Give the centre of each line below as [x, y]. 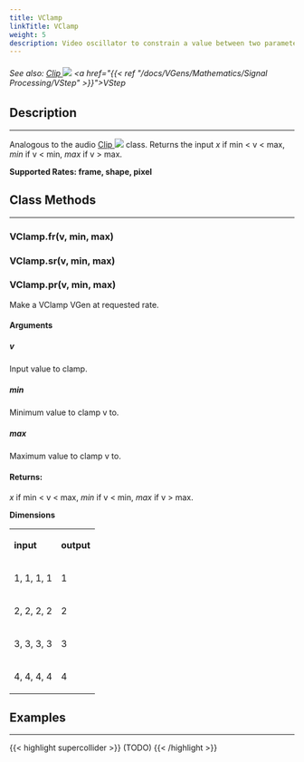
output [76, 545]
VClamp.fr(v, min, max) [62, 236]
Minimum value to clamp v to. [64, 412]
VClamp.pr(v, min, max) [62, 285]
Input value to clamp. [48, 369]
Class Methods [53, 200]
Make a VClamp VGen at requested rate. [85, 304]
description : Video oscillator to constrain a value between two [135, 43]
